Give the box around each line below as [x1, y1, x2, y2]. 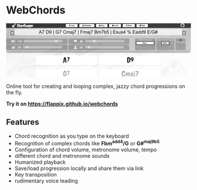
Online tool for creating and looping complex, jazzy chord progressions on [6, 83, 186, 90]
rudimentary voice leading [14, 177, 78, 185]
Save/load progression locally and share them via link [14, 165, 144, 172]
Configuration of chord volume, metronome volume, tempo [14, 146, 157, 153]
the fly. [6, 89, 23, 96]
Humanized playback [14, 159, 66, 166]
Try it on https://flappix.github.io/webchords [6, 100, 118, 107]
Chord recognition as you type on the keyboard [14, 133, 129, 140]
